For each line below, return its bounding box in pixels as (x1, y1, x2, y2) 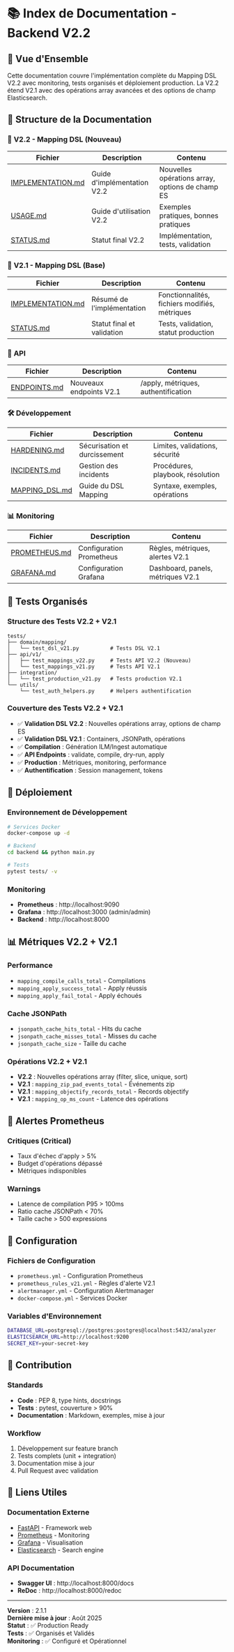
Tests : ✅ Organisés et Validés (7, 1629, 95, 1637)
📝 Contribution (7, 1359, 72, 1371)
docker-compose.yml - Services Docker (17, 1294, 127, 1303)
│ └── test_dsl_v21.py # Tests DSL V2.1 (7, 644, 160, 652)
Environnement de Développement (7, 808, 127, 817)
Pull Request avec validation (17, 1466, 99, 1475)
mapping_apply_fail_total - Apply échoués (17, 991, 142, 999)
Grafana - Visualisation (17, 1538, 84, 1547)
